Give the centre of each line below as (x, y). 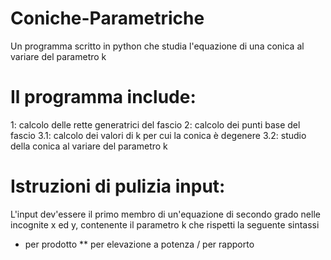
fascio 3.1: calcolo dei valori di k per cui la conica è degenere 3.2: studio (158, 135)
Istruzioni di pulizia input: (118, 186)
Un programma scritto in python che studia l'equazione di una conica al (157, 46)
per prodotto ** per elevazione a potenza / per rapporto (139, 244)
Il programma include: (103, 97)
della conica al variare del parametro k (89, 146)
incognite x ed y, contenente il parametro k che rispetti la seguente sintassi (165, 224)
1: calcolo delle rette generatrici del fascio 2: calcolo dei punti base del (155, 124)
